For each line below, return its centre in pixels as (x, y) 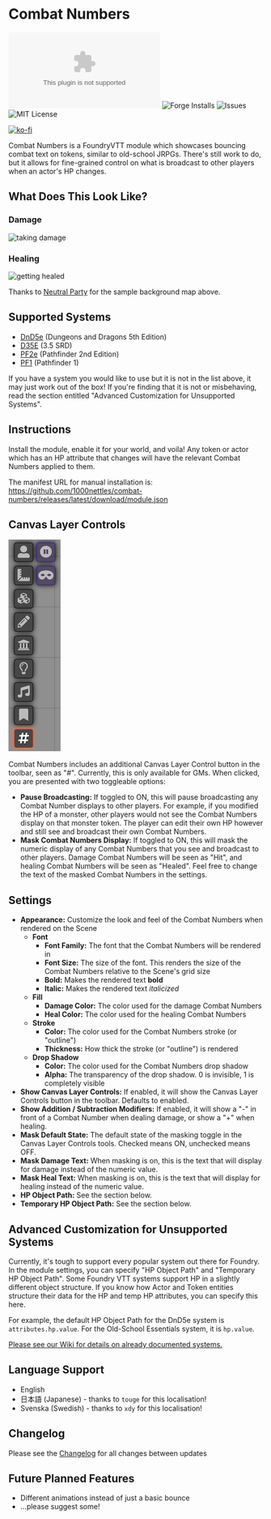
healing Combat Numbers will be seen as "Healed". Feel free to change (138, 866)
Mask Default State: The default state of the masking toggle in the (131, 1135)
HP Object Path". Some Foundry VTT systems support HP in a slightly (124, 1278)
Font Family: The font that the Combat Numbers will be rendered (152, 945)
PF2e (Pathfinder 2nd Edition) (70, 354)
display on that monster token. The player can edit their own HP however (142, 823)
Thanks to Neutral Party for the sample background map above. (114, 292)
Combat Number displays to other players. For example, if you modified (139, 806)
